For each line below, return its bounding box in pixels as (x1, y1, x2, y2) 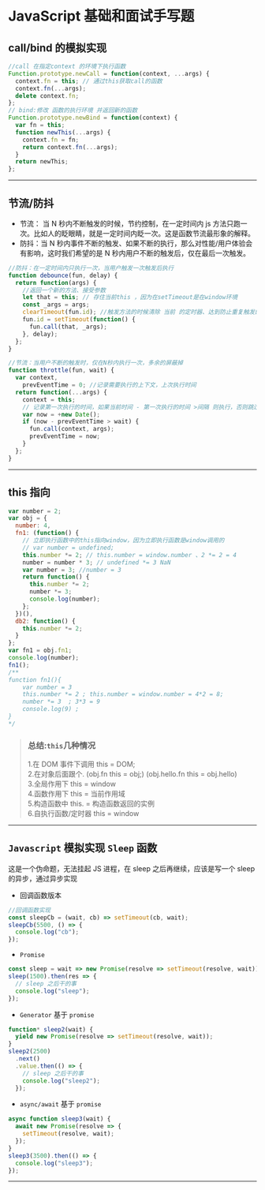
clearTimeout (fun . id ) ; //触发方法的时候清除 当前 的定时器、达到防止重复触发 (22, 309, 256, 316)
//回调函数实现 (8, 906, 51, 914)
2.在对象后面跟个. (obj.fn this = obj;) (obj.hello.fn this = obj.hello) (27, 769, 238, 779)
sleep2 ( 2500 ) (8, 1047, 51, 1056)
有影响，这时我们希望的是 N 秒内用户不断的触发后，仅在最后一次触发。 (19, 248, 251, 257)
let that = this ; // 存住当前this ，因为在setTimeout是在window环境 (22, 294, 238, 301)
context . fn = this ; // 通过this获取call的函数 (15, 77, 163, 85)
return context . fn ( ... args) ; (22, 143, 118, 151)
